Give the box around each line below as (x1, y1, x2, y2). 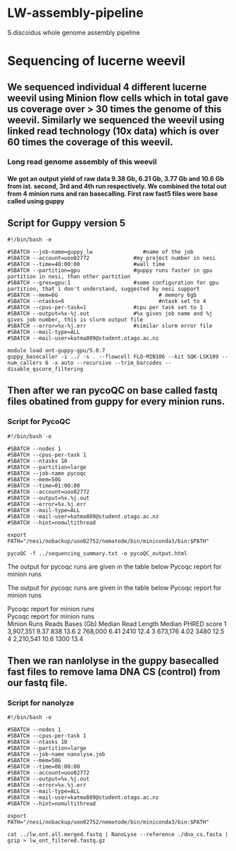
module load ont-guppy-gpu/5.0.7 (7, 347, 106, 354)
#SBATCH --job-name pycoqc (7, 470, 87, 477)
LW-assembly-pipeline (7, 5, 144, 21)
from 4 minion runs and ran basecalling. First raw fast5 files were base (7, 190, 218, 198)
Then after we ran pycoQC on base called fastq (7, 385, 218, 397)
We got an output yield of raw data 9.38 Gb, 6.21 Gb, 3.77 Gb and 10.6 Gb (7, 175, 224, 183)
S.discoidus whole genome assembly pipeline (7, 28, 140, 37)
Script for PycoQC (7, 417, 71, 427)
